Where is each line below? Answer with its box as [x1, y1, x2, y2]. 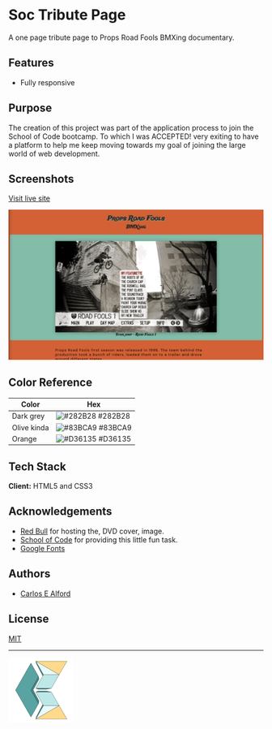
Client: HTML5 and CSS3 [8, 481, 93, 491]
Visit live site [8, 193, 51, 204]
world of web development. [8, 149, 100, 158]
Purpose [8, 101, 53, 115]
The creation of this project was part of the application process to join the [8, 123, 254, 132]
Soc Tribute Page [8, 6, 126, 24]
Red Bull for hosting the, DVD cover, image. [19, 526, 164, 536]
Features [8, 56, 54, 70]
